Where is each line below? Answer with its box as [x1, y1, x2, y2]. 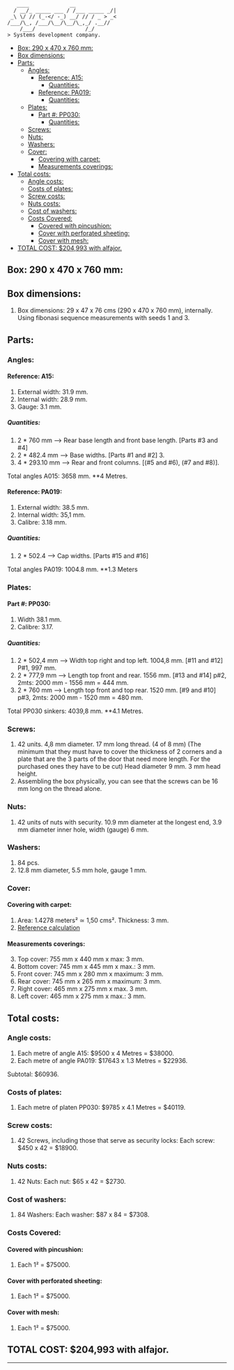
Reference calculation [17, 923, 80, 932]
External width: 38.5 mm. [17, 503, 89, 511]
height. [17, 769, 38, 778]
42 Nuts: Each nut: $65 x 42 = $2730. [17, 1177, 127, 1185]
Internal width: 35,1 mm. [17, 511, 86, 519]
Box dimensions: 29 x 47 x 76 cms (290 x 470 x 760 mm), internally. [17, 306, 213, 315]
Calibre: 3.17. [17, 622, 54, 631]
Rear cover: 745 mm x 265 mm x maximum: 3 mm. [17, 977, 162, 986]
